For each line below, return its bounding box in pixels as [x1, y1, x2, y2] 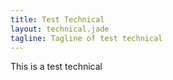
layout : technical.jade [10, 24, 110, 34]
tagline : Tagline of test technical [10, 33, 163, 43]
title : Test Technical [10, 14, 105, 25]
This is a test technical [10, 61, 103, 73]
